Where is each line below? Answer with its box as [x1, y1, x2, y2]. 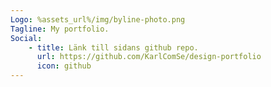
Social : [10, 33, 43, 43]
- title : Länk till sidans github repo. [28, 42, 199, 53]
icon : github [36, 61, 92, 71]
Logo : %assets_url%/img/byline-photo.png [10, 14, 186, 25]
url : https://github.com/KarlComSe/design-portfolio [36, 52, 262, 62]
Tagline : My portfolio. [10, 24, 110, 34]
